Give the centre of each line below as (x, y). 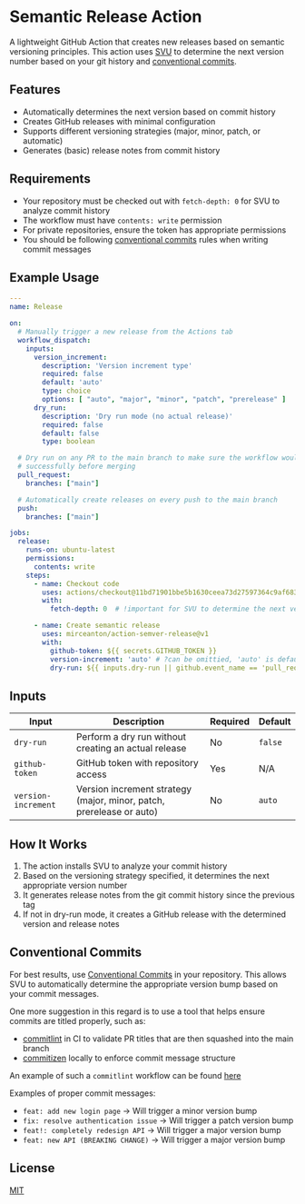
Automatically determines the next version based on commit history (149, 112)
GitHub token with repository (138, 763)
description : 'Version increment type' (118, 365)
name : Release (36, 307)
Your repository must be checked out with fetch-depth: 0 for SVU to (151, 201)
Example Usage (54, 278)
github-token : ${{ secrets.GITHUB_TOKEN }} (133, 651)
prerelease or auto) (117, 812)
